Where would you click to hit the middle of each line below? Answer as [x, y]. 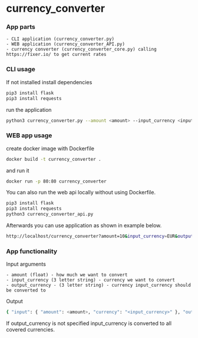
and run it [18, 170]
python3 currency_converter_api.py [50, 214]
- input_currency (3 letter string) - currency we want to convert [91, 280]
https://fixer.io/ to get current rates [57, 55]
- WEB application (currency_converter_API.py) [66, 44]
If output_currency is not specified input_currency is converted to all [89, 323]
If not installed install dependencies [49, 82]
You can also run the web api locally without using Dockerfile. [81, 193]
